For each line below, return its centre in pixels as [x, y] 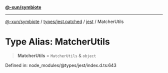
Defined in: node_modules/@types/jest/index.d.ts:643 [61, 65]
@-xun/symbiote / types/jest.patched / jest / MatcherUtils [64, 21]
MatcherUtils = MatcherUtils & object [57, 55]
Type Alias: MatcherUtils [57, 42]
